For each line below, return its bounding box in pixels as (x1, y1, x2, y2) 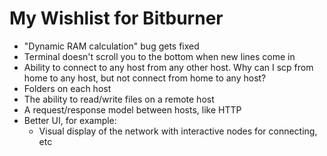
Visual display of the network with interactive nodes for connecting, (38, 125, 318, 137)
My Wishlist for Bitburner (9, 7, 224, 30)
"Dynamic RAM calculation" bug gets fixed (23, 40, 200, 52)
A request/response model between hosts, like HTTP (23, 103, 242, 116)
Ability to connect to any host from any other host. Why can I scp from (23, 61, 314, 73)
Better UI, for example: (23, 114, 117, 126)
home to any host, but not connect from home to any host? (23, 72, 267, 84)
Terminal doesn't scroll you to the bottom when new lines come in (23, 50, 296, 62)
